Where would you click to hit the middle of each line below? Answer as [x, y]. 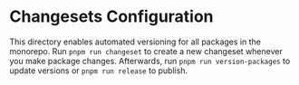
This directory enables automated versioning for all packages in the [135, 42]
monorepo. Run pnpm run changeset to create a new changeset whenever [146, 51]
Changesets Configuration [112, 17]
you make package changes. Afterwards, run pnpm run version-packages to [150, 61]
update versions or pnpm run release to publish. [99, 71]
